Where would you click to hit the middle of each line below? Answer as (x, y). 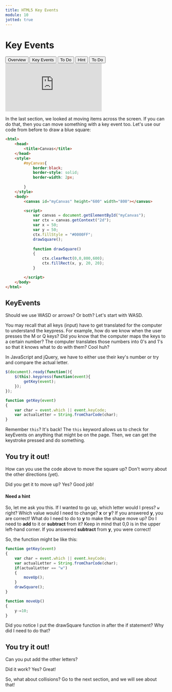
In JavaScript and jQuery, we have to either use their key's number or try (82, 357)
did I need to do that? (28, 631)
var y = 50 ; (45, 230)
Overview (17, 60)
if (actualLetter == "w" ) (41, 568)
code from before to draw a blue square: (48, 130)
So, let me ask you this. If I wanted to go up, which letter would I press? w (82, 508)
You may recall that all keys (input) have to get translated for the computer (84, 325)
